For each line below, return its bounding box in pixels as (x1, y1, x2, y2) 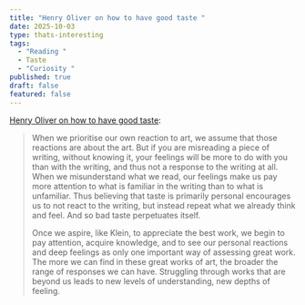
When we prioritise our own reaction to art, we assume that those (31, 132, 278, 143)
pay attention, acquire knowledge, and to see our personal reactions (31, 237, 289, 248)
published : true (9, 73, 71, 82)
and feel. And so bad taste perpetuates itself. (31, 209, 201, 220)
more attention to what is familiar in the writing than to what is (31, 180, 264, 191)
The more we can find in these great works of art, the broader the (31, 256, 279, 267)
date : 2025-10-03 (9, 22, 76, 31)
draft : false (9, 81, 59, 90)
